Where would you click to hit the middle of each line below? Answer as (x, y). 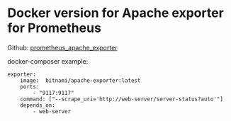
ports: (30, 86)
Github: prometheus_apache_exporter (63, 47)
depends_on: (38, 105)
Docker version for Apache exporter (116, 13)
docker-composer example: (48, 61)
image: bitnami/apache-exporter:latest (80, 80)
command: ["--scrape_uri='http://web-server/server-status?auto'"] (122, 99)
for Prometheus (54, 28)
